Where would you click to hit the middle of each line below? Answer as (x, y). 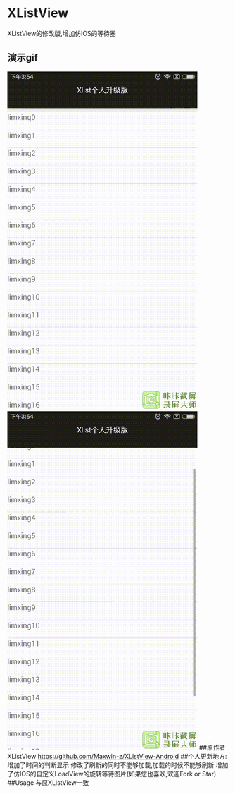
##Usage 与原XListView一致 (48, 782)
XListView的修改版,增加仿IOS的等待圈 (62, 33)
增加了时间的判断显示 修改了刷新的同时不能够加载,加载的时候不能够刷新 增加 (118, 765)
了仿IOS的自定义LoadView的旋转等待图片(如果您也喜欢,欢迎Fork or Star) (112, 774)
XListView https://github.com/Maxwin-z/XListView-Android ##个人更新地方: (117, 756)
